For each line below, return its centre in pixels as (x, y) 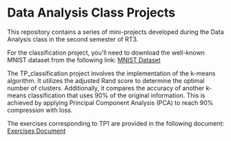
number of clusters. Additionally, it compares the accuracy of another (106, 88)
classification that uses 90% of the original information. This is (117, 95)
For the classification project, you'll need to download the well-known (106, 53)
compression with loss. (40, 110)
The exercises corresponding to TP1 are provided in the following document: (115, 123)
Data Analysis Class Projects (91, 13)
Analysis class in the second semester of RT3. (73, 39)
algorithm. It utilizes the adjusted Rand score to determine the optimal (106, 80)
